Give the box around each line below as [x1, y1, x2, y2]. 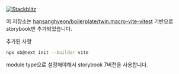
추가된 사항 [6, 38, 32, 44]
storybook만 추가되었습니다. [6, 25, 72, 32]
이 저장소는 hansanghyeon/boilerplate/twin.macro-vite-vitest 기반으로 [6, 18, 174, 25]
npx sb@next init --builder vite [6, 50, 89, 56]
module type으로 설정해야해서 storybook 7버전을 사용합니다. [6, 61, 148, 68]
